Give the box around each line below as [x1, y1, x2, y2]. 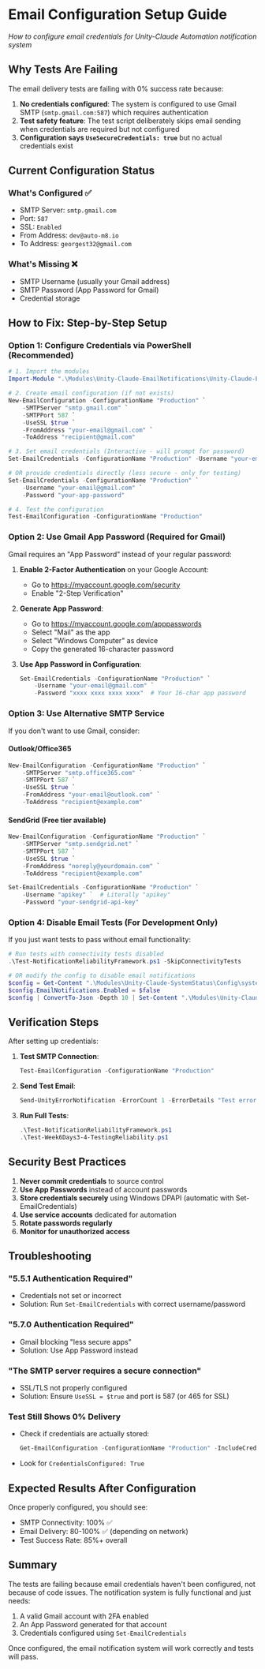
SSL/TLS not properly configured [19, 1383, 128, 1392]
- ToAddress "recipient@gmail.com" [22, 433, 136, 441]
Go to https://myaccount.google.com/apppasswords [31, 619, 203, 628]
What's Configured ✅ [8, 188, 92, 199]
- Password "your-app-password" [22, 491, 125, 499]
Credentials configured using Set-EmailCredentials [19, 1628, 187, 1637]
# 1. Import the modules [8, 368, 90, 376]
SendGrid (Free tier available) [8, 815, 106, 825]
